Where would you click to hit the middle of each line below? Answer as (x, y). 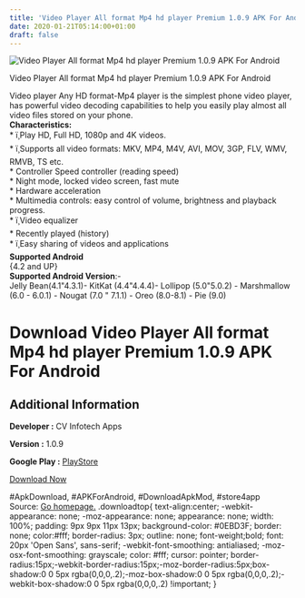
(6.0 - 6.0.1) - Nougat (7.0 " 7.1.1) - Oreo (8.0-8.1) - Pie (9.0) (118, 296)
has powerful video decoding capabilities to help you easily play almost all (148, 106)
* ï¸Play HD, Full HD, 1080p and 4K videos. (88, 135)
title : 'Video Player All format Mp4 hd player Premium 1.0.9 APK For (146, 18)
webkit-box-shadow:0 (51, 584)
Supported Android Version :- (65, 276)
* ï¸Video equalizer (44, 220)
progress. (27, 210)
